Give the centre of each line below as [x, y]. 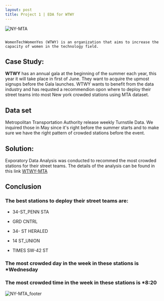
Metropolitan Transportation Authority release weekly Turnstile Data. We [79, 122]
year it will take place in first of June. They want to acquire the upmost [77, 79]
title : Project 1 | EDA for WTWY [40, 14]
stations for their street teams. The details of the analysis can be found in [80, 166]
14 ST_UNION [26, 241]
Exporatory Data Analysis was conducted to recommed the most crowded [81, 160]
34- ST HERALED [30, 231]
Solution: [19, 149]
